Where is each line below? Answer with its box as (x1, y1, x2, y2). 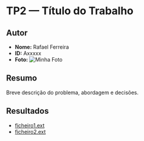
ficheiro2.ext (14, 128, 46, 135)
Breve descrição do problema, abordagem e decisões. (6, 89, 139, 96)
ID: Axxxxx (14, 50, 41, 57)
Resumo (6, 73, 37, 84)
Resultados (6, 106, 49, 116)
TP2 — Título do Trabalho (6, 4, 134, 18)
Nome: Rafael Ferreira (14, 43, 69, 50)
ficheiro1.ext (14, 121, 45, 129)
